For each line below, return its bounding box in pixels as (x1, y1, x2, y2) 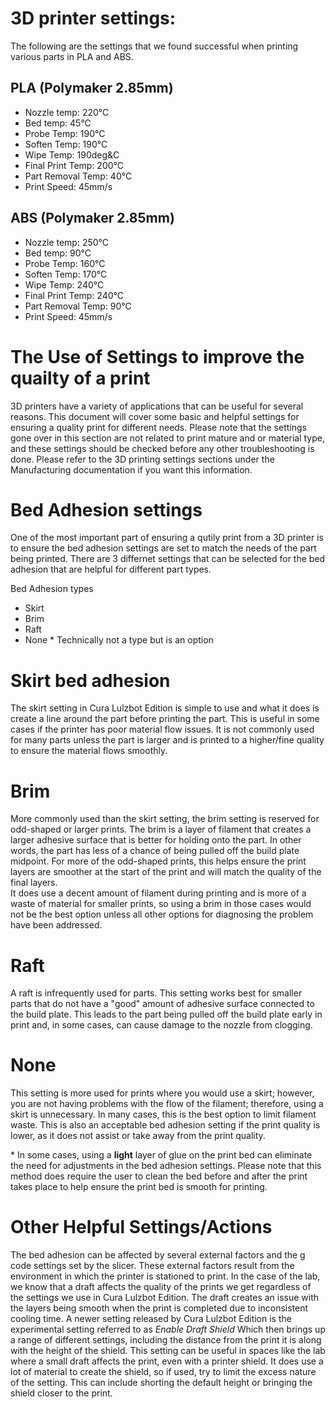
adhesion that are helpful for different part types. (10, 563, 212, 576)
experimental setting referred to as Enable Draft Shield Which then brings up (10, 1323, 326, 1336)
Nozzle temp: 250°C (24, 236, 110, 248)
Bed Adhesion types (10, 583, 94, 595)
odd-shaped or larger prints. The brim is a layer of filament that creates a (10, 823, 312, 836)
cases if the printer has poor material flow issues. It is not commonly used (10, 723, 315, 736)
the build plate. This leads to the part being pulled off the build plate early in (10, 1008, 323, 1021)
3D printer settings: (10, 7, 177, 30)
